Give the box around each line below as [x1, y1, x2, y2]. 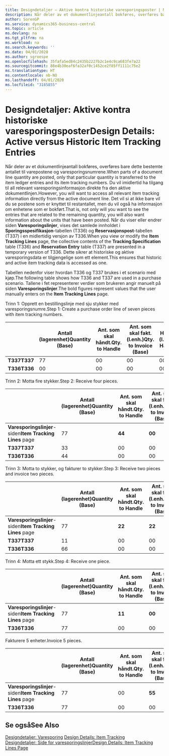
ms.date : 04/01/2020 [5, 49, 49, 54]
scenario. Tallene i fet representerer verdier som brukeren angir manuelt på [5, 280, 161, 286]
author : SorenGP [5, 17, 39, 22]
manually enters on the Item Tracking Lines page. [5, 290, 109, 297]
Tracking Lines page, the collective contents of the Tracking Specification [5, 238, 161, 244]
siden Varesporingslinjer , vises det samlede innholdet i [5, 222, 121, 228]
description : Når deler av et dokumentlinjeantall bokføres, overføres [5, 12, 158, 17]
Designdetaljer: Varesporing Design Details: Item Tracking [5, 734, 125, 740]
